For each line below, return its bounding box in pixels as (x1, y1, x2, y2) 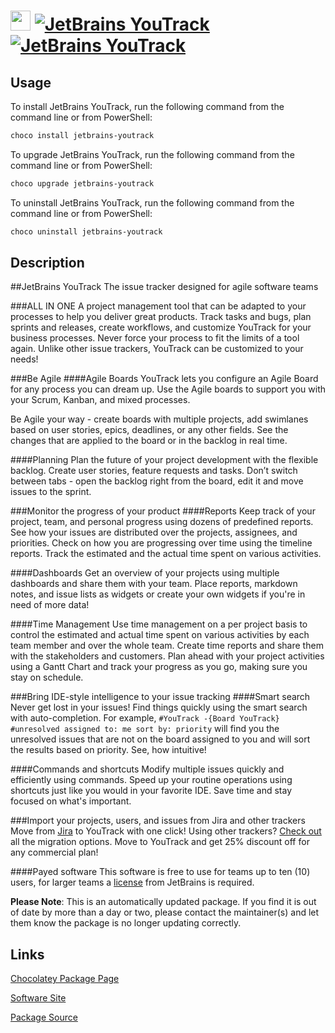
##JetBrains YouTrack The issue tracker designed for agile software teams (10, 281, 319, 293)
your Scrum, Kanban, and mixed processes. (10, 394, 191, 406)
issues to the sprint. (10, 486, 92, 498)
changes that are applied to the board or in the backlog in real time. (10, 435, 288, 447)
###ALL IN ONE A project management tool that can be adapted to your (10, 300, 307, 312)
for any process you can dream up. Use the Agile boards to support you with (10, 383, 326, 395)
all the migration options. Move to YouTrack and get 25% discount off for (10, 836, 310, 848)
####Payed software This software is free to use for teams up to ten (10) (10, 866, 311, 878)
